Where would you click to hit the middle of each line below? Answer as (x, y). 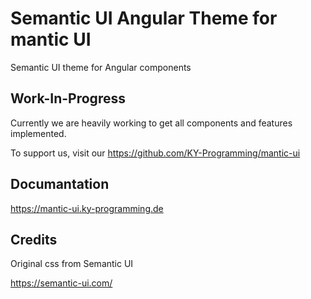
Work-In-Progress (68, 98)
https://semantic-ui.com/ (61, 283)
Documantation (60, 184)
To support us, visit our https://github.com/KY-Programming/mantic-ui (155, 153)
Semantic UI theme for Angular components (101, 67)
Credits (34, 239)
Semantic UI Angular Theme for (144, 18)
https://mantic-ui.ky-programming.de (87, 208)
